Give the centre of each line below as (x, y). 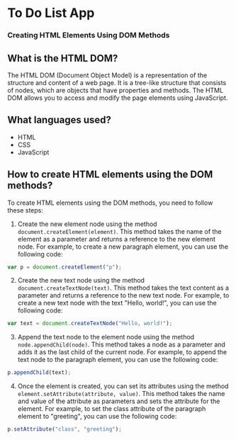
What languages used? (60, 120)
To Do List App (51, 13)
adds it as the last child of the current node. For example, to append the (122, 352)
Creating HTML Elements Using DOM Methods (89, 35)
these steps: (26, 210)
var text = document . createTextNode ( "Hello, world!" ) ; (90, 324)
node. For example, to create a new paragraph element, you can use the (123, 247)
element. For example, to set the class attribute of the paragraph (112, 409)
